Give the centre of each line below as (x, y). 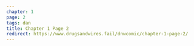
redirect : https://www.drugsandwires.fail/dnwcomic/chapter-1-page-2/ (97, 34)
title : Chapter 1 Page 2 (38, 28)
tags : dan (19, 23)
